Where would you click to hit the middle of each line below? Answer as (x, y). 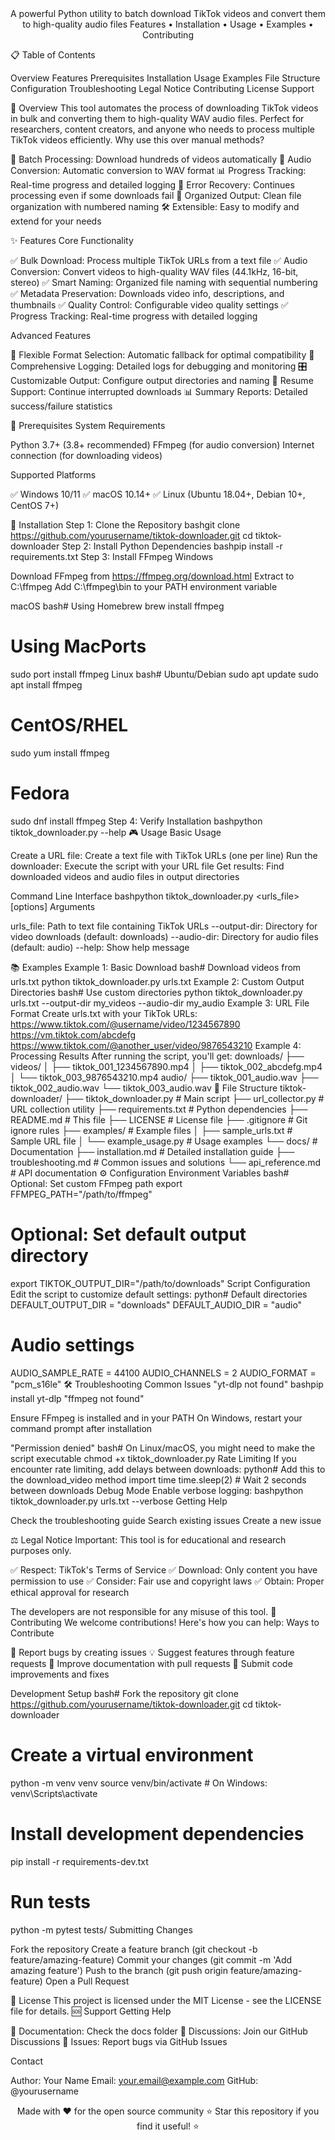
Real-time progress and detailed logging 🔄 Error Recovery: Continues (152, 185)
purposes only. (41, 1550)
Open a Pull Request (87, 1981)
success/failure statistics (61, 406)
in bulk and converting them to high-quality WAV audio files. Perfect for (157, 118)
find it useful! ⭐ (168, 2126)
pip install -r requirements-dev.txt (79, 1861)
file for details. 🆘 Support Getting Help (91, 2011)
